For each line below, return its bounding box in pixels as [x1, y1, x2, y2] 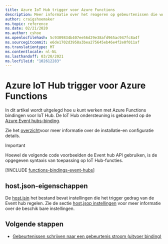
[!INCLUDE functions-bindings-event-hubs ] [5, 167, 95, 173]
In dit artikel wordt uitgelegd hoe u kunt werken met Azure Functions [5, 107, 146, 113]
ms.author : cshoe [5, 30, 41, 35]
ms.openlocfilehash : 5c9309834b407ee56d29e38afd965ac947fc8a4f [5, 35, 140, 40]
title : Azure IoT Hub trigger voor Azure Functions [5, 7, 115, 12]
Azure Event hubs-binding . [5, 118, 60, 124]
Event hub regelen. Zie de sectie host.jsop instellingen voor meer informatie [5, 200, 161, 206]
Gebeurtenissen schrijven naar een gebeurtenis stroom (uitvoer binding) [12, 233, 161, 239]
